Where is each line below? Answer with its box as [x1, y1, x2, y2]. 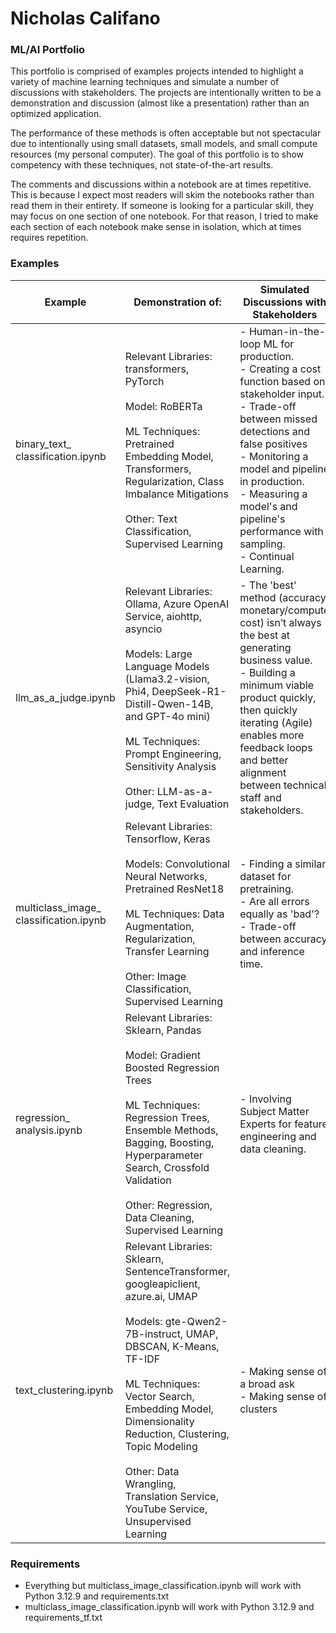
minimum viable [239, 678, 315, 692]
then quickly [239, 703, 298, 717]
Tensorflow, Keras [124, 832, 211, 846]
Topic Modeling [124, 1439, 198, 1453]
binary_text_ [15, 437, 72, 451]
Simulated [259, 282, 310, 296]
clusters [239, 1402, 278, 1416]
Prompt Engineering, [124, 747, 222, 761]
